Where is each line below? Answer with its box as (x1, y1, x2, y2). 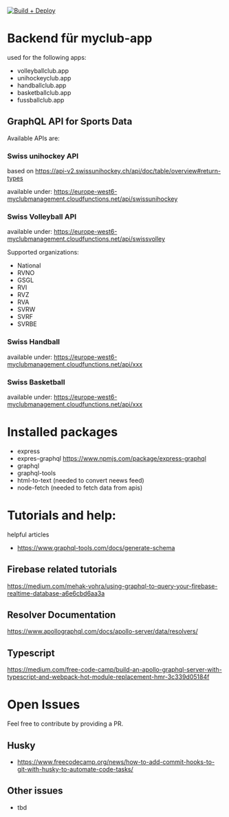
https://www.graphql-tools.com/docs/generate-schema (17, 543, 175, 552)
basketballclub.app (17, 88, 72, 96)
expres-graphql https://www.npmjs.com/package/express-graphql (17, 454, 206, 462)
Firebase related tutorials (7, 564, 118, 576)
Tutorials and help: (7, 508, 117, 523)
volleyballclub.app (17, 66, 69, 75)
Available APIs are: (7, 134, 60, 142)
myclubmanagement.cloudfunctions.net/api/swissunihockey (7, 195, 178, 203)
